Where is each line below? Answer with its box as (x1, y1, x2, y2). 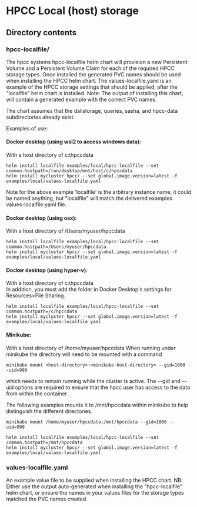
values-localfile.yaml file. (6, 201, 67, 208)
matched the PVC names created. (6, 495, 88, 502)
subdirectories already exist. (6, 113, 75, 120)
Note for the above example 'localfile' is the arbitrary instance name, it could (6, 189, 192, 196)
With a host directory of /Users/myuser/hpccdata (6, 227, 125, 234)
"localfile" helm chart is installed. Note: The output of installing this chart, (6, 89, 183, 96)
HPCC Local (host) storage (6, 4, 139, 18)
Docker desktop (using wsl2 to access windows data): (6, 138, 141, 145)
